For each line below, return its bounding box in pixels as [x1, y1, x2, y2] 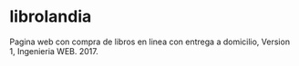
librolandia [9, 6, 92, 27]
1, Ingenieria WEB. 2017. [9, 45, 98, 56]
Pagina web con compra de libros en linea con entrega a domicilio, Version [9, 36, 290, 47]
